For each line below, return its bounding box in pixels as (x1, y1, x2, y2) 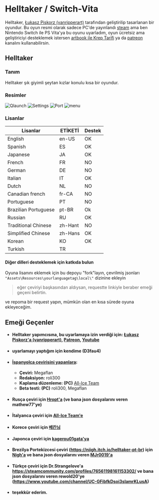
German (7, 167, 26, 174)
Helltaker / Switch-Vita (5, 3, 99, 15)
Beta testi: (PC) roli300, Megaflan (19, 385, 87, 391)
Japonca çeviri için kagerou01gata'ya (12, 436, 89, 441)
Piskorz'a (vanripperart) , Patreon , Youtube (12, 337, 100, 343)
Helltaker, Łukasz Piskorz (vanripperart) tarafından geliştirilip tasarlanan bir (5, 19, 155, 25)
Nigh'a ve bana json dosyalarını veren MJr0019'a (12, 452, 113, 458)
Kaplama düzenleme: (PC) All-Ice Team (19, 380, 100, 386)
